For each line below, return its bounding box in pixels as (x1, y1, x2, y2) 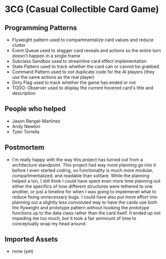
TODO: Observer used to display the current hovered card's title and (12, 85, 153, 91)
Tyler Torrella (12, 128, 40, 135)
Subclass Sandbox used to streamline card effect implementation (12, 58, 147, 64)
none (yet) (12, 248, 34, 254)
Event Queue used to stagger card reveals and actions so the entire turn (12, 48, 161, 53)
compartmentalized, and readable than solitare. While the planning (12, 172, 150, 179)
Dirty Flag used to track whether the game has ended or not (12, 79, 136, 85)
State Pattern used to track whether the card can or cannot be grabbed (12, 64, 159, 69)
